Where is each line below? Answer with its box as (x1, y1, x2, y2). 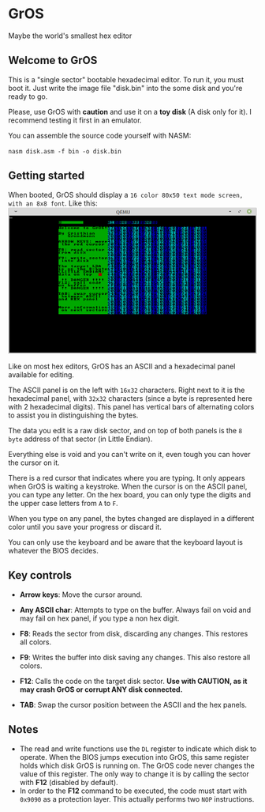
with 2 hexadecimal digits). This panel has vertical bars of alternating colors (8, 402, 255, 411)
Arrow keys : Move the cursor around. (19, 590, 143, 599)
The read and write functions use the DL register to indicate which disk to (19, 744, 257, 753)
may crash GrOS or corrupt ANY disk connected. (19, 685, 183, 694)
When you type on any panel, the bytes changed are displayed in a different (8, 513, 255, 523)
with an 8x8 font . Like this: (8, 198, 98, 208)
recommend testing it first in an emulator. (8, 115, 142, 125)
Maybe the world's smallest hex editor (8, 31, 132, 40)
